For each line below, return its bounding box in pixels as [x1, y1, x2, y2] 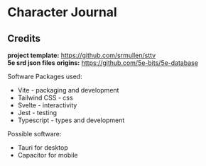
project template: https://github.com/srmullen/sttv [7, 51, 156, 59]
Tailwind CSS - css [17, 93, 73, 102]
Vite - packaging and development [17, 86, 119, 94]
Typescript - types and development [17, 116, 125, 124]
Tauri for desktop [17, 143, 69, 152]
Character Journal [7, 4, 117, 20]
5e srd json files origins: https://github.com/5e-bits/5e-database [7, 59, 199, 67]
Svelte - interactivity [17, 101, 77, 109]
